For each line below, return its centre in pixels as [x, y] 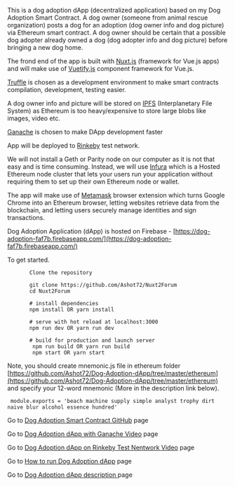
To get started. [29, 260]
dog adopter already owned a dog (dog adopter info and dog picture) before [117, 40]
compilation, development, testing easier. [67, 90]
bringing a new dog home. [45, 47]
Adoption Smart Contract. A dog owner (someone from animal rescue [108, 18]
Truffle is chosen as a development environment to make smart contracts [113, 82]
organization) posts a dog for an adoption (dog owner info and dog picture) [116, 25]
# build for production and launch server [92, 340]
